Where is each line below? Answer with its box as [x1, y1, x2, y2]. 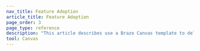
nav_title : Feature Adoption [6, 8, 79, 15]
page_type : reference [6, 25, 60, 31]
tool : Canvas [6, 36, 39, 42]
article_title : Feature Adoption [6, 14, 89, 20]
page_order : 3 [6, 19, 42, 25]
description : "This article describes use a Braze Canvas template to [6, 30, 185, 36]
